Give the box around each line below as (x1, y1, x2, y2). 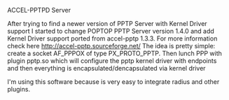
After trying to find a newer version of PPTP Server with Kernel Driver (7, 20, 208, 27)
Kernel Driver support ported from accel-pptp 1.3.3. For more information (7, 34, 218, 43)
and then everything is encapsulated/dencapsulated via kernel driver (7, 64, 206, 72)
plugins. (7, 85, 30, 93)
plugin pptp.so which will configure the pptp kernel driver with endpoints (7, 57, 217, 65)
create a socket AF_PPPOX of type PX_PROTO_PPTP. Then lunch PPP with (7, 49, 223, 57)
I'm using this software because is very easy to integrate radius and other (7, 78, 220, 86)
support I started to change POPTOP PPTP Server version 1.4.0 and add (7, 27, 215, 35)
